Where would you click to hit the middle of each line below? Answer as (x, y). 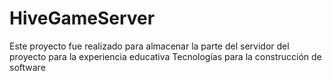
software (27, 67)
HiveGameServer (82, 18)
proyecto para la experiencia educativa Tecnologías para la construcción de (165, 56)
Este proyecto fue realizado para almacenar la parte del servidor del (149, 46)
